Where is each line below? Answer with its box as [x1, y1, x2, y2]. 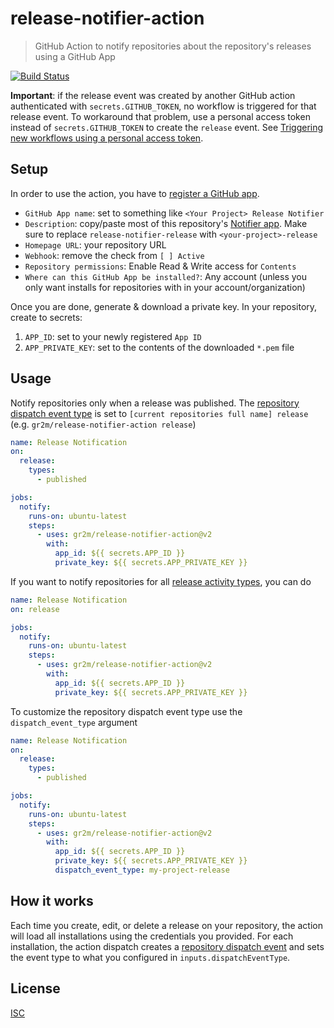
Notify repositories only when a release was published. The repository [10, 397, 300, 409]
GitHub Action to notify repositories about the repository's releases [34, 40, 312, 52]
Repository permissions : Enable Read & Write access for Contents [24, 260, 297, 272]
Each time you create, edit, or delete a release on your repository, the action [10, 919, 323, 931]
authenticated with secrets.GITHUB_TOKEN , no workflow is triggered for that [10, 100, 317, 112]
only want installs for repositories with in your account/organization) [24, 281, 306, 293]
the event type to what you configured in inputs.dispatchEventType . [10, 951, 291, 963]
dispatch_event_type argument [10, 716, 138, 728]
